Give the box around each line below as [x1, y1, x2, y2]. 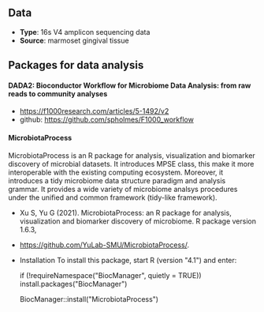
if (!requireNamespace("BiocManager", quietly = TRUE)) [19, 270, 203, 280]
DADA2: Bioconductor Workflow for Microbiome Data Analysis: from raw [8, 81, 251, 90]
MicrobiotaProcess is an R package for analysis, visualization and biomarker [8, 150, 256, 160]
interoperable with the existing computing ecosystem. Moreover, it [8, 167, 224, 177]
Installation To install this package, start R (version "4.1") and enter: [19, 255, 237, 265]
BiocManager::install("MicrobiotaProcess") [19, 294, 159, 303]
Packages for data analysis [8, 58, 144, 72]
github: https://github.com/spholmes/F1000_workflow [19, 115, 195, 125]
